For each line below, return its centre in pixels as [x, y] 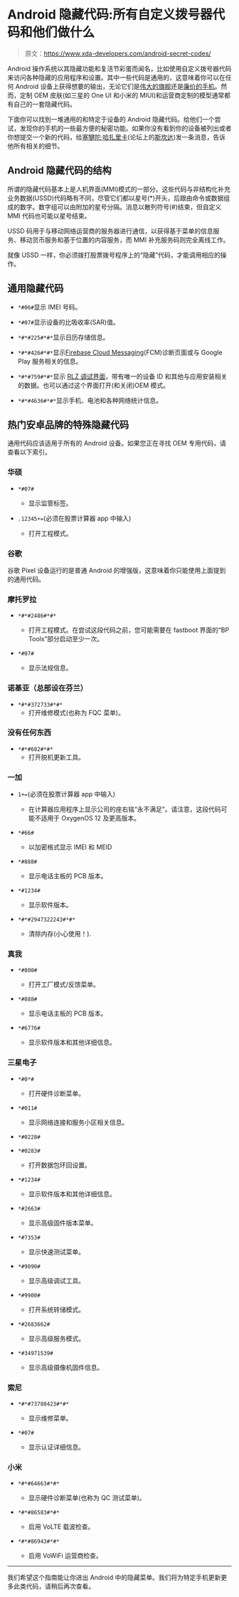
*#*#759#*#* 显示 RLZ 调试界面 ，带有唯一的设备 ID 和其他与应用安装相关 [122, 376]
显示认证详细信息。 [57, 1447]
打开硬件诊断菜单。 [57, 1093]
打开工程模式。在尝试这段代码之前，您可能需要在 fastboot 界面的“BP [129, 630]
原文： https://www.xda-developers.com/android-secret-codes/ [118, 53]
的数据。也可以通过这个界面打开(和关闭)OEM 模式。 [93, 385]
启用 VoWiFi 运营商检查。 [65, 1556]
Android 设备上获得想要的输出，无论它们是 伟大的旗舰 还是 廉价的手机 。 [118, 86]
